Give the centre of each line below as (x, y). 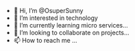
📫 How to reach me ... (45, 40)
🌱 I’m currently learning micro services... (71, 25)
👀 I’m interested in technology (56, 18)
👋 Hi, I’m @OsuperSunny (48, 11)
